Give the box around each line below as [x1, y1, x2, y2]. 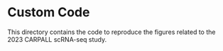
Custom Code [7, 4, 90, 21]
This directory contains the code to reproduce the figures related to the [7, 28, 216, 36]
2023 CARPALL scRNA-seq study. [7, 35, 107, 43]
